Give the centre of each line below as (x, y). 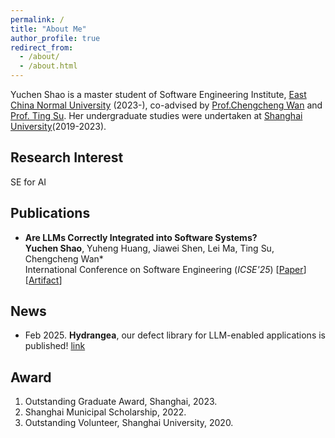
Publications (50, 213)
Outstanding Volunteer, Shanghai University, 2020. (129, 423)
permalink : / (37, 19)
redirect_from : (42, 47)
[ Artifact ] (43, 280)
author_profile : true (55, 38)
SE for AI (28, 182)
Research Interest (67, 157)
